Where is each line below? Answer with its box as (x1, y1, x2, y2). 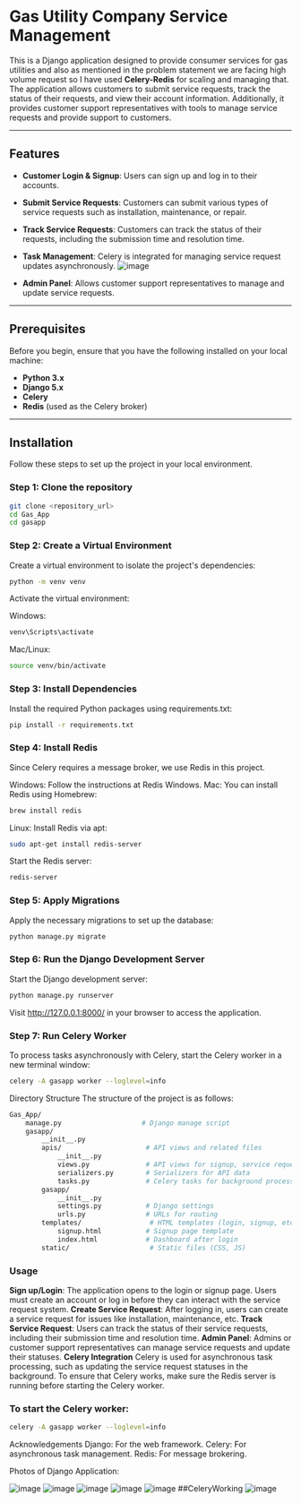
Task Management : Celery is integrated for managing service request (21, 251, 281, 262)
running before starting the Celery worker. (9, 1380, 165, 1390)
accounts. (21, 179, 60, 190)
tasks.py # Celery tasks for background (56, 1176, 262, 1186)
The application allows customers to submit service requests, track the (9, 83, 271, 94)
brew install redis (9, 806, 82, 815)
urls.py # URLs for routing (56, 1210, 219, 1219)
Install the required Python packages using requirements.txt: (9, 703, 233, 714)
